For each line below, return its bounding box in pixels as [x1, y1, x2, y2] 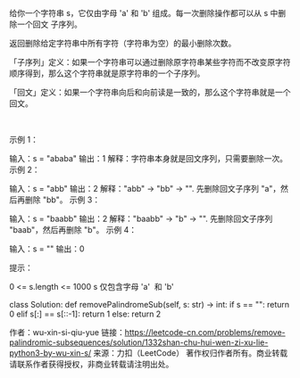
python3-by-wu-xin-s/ [9, 348, 92, 358]
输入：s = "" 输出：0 [9, 243, 85, 254]
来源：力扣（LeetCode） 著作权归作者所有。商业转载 [93, 348, 288, 358]
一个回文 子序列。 [16, 19, 82, 29]
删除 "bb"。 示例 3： [24, 194, 101, 205]
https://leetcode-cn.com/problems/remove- [124, 327, 286, 337]
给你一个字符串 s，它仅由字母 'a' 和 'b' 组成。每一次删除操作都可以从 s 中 [9, 8, 279, 18]
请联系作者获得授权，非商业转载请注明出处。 [9, 359, 174, 369]
